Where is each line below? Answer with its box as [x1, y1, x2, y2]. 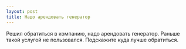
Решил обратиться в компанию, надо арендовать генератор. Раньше [6, 30, 180, 37]
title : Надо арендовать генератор [6, 14, 91, 20]
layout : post [6, 8, 38, 15]
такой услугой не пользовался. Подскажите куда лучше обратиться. [6, 36, 179, 43]
